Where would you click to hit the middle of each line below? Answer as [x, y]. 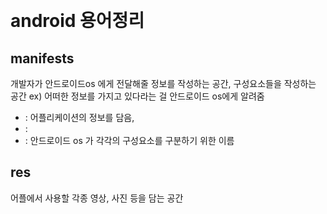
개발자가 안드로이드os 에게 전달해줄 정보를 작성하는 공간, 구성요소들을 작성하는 [163, 83]
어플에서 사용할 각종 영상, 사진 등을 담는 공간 [97, 198]
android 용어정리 [77, 21]
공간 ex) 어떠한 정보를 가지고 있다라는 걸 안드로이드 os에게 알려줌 [137, 96]
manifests [42, 58]
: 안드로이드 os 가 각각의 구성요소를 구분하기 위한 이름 [129, 140]
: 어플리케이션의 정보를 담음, [79, 117]
